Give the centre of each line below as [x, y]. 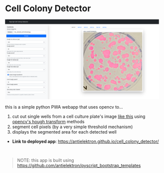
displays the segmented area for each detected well [64, 132]
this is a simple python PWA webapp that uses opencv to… [64, 107]
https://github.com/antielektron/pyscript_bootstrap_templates [79, 166]
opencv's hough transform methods [48, 122]
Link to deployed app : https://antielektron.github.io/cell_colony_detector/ [85, 141]
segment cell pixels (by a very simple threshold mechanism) [72, 127]
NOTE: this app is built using [45, 160]
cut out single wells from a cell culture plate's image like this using [79, 116]
